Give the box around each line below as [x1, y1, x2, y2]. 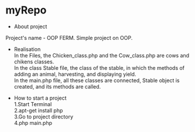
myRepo [5, 4, 47, 17]
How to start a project [13, 94, 67, 101]
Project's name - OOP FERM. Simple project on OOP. [5, 34, 133, 41]
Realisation [13, 45, 41, 53]
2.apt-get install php [13, 107, 63, 114]
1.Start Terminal [13, 100, 52, 107]
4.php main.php [13, 119, 53, 126]
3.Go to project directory [13, 113, 74, 120]
